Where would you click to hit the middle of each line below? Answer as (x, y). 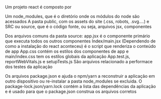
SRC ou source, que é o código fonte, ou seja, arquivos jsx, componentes (78, 27)
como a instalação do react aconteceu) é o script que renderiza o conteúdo (80, 46)
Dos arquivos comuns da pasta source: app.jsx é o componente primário (78, 36)
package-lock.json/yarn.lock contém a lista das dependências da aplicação (80, 86)
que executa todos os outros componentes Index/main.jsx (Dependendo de (80, 41)
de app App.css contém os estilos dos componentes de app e (67, 51)
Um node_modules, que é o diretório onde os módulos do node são (72, 16)
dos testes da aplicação (29, 67)
